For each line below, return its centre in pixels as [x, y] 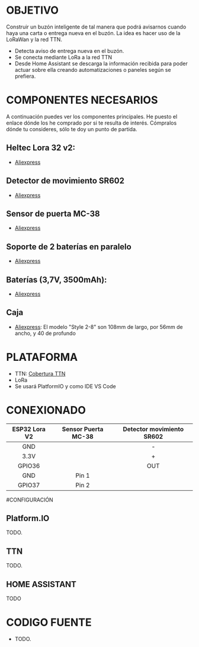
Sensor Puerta [83, 429]
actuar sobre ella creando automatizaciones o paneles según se [93, 69]
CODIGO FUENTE [49, 622]
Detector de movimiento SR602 [65, 181]
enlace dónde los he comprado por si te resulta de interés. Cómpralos [92, 123]
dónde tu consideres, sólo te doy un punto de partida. [72, 129]
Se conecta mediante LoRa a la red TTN [63, 57]
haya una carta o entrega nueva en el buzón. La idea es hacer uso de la [93, 33]
